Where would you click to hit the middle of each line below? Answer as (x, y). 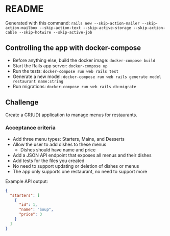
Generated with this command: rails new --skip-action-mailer (72, 23)
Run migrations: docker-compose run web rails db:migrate (74, 86)
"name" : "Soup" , (36, 209)
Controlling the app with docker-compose (73, 48)
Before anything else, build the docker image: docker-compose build (84, 60)
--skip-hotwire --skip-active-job (56, 32)
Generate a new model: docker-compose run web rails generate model (87, 76)
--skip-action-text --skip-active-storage (85, 28)
